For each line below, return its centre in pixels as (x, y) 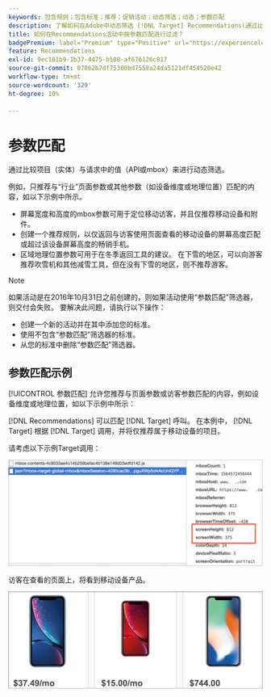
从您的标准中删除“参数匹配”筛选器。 (80, 345)
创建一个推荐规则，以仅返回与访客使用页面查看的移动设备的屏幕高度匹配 (140, 234)
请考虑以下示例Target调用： (54, 448)
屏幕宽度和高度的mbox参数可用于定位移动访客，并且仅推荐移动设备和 (135, 214)
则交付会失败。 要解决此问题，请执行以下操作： (87, 308)
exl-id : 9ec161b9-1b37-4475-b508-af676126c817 (88, 60)
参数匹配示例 (40, 373)
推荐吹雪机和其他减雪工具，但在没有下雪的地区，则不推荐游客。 (126, 265)
